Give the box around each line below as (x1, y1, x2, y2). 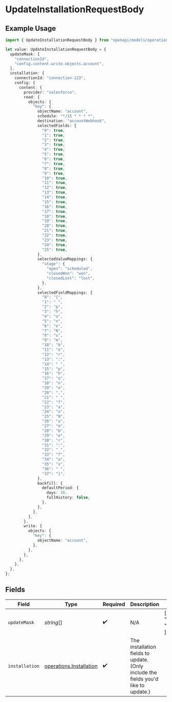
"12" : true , (41, 185, 68, 190)
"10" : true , (41, 175, 68, 180)
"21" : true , (41, 228, 68, 233)
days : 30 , (46, 490, 68, 495)
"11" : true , (41, 180, 68, 186)
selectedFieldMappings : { (37, 290, 93, 295)
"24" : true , (41, 242, 68, 247)
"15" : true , (41, 199, 68, 205)
